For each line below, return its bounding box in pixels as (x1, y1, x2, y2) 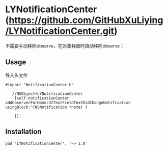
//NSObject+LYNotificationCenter (12, 91, 83, 96)
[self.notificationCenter (14, 95, 70, 100)
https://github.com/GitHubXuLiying (9, 14, 163, 26)
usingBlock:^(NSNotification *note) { (5, 105, 88, 110)
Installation (5, 128, 42, 136)
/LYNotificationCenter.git (5, 26, 115, 37)
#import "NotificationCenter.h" (5, 82, 74, 87)
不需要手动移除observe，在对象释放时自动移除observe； (5, 42, 125, 49)
